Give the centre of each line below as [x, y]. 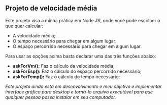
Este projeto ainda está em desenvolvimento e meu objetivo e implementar [83, 86]
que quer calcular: [24, 26]
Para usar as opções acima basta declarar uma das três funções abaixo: [81, 56]
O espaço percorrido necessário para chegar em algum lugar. [77, 46]
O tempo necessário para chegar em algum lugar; [64, 41]
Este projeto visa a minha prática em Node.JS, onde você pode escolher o [83, 20]
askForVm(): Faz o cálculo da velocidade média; [64, 66]
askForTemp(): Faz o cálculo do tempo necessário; [66, 76]
